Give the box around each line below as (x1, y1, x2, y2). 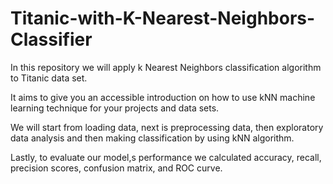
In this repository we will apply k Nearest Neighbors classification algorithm (10, 61, 322, 73)
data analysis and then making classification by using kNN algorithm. (10, 132, 295, 144)
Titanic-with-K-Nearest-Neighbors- (10, 7, 316, 30)
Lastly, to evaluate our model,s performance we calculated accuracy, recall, (10, 151, 322, 163)
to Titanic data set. (10, 72, 88, 84)
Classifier (10, 28, 93, 51)
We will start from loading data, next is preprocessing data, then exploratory (10, 121, 324, 133)
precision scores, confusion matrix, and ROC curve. (10, 162, 223, 174)
